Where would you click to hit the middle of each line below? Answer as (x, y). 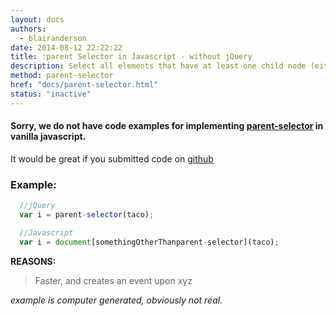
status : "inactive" (51, 94)
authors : (28, 29)
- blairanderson (53, 38)
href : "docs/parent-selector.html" (84, 85)
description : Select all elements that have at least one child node (158, 66)
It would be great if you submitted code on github (112, 158)
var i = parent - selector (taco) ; (87, 215)
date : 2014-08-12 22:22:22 (66, 47)
